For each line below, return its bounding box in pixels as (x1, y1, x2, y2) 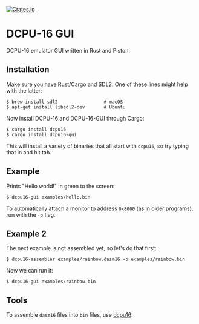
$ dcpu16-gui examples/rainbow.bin (6, 279, 96, 285)
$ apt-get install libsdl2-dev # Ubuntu (6, 104, 126, 110)
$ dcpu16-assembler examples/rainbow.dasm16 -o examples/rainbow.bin (6, 256, 186, 263)
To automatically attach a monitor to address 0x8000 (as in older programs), (6, 205, 194, 212)
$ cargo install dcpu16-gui (6, 131, 77, 137)
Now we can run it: (6, 267, 53, 274)
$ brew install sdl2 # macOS (6, 99, 123, 105)
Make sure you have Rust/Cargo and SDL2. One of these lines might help (6, 81, 189, 88)
